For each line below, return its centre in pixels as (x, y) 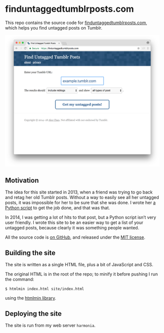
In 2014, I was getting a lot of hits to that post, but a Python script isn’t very (81, 218)
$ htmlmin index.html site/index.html (45, 289)
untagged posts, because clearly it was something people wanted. (72, 228)
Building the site (30, 253)
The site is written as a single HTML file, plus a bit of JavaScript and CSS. (79, 265)
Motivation (22, 180)
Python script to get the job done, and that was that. (58, 208)
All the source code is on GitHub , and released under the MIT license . (75, 237)
